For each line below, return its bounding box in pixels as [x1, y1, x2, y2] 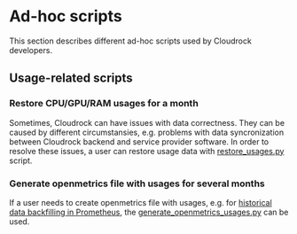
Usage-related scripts [9, 71, 133, 86]
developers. [9, 44, 53, 55]
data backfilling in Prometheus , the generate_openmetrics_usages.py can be [9, 207, 289, 217]
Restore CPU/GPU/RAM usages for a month [9, 97, 199, 110]
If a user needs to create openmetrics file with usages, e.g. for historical [9, 197, 272, 207]
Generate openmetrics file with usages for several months [9, 177, 266, 190]
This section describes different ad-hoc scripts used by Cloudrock [9, 35, 253, 46]
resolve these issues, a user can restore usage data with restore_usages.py [9, 145, 285, 156]
